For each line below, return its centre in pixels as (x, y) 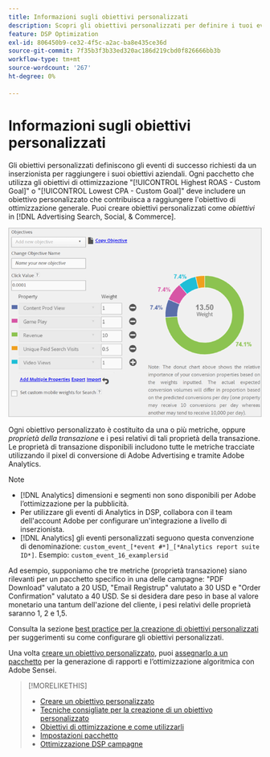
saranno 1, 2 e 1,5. (38, 613)
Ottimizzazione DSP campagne (91, 744)
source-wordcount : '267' (50, 68)
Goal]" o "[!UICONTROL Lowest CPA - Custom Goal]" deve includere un (127, 191)
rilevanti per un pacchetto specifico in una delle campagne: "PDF (116, 579)
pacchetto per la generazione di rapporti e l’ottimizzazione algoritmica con (131, 662)
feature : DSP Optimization (53, 34)
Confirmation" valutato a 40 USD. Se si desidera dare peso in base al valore (133, 596)
